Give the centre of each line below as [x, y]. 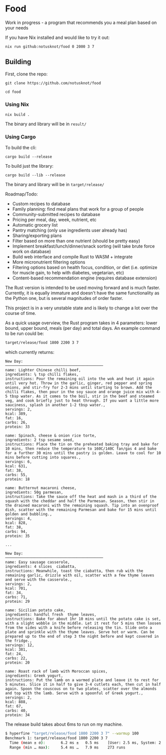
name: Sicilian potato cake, [35, 610]
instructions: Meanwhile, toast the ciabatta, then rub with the [74, 571]
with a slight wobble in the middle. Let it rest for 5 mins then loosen [83, 624]
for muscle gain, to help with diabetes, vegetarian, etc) [68, 273]
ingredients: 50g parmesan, [34, 493]
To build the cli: [21, 148]
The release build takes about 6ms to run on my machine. [64, 725]
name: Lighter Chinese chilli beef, [43, 370]
